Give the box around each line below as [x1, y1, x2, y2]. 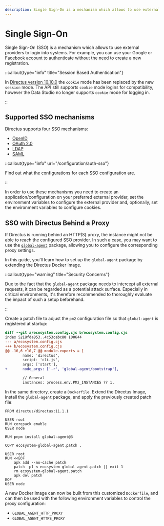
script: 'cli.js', [22, 358, 60, 363]
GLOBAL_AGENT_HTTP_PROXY [12, 511, 63, 516]
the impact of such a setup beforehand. [5, 297, 84, 302]
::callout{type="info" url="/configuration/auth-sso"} [5, 160, 109, 166]
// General [22, 375, 45, 381]
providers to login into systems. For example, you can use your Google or [5, 49, 153, 55]
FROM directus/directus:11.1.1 [5, 409, 69, 413]
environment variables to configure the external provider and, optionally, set [5, 199, 158, 206]
